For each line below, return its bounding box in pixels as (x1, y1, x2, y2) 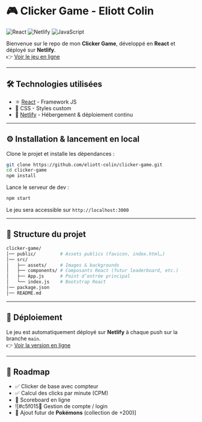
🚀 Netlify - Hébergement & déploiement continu (14, 111, 133, 118)
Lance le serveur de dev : (6, 184, 69, 191)
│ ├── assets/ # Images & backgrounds (6, 262, 120, 268)
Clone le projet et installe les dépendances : (6, 150, 115, 157)
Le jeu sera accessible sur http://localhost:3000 (6, 206, 129, 214)
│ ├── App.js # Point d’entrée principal (6, 273, 130, 279)
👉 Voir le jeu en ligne (6, 53, 60, 60)
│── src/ (6, 256, 28, 262)
